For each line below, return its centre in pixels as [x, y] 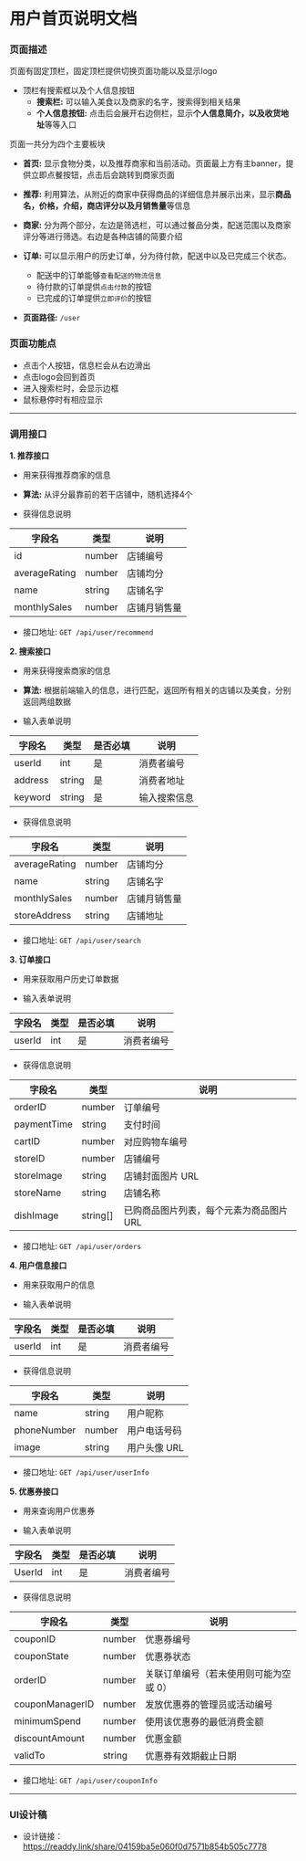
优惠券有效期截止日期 [191, 1756]
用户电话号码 [154, 1431]
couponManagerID [54, 1704]
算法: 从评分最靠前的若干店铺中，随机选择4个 [107, 495]
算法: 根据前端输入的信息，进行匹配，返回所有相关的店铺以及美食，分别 [157, 690]
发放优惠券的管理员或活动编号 [209, 1705]
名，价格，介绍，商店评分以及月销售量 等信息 [107, 205]
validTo [30, 1756]
